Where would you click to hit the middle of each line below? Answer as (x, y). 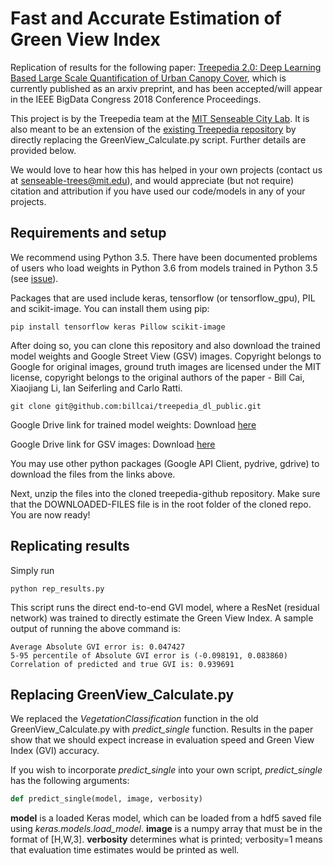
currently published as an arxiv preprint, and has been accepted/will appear (166, 88)
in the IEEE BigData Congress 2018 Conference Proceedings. (136, 99)
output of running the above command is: (95, 628)
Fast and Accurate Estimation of (146, 18)
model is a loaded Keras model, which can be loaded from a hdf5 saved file (166, 818)
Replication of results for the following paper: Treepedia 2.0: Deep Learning (166, 67)
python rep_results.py (57, 588)
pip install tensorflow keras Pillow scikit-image (118, 327)
